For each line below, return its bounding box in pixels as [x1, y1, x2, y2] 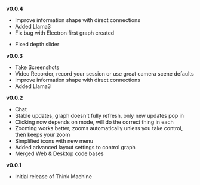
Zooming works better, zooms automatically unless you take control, [14, 125, 183, 131]
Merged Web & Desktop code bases [14, 150, 104, 157]
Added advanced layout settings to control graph [14, 144, 136, 150]
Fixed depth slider [14, 41, 60, 48]
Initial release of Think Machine [14, 173, 93, 180]
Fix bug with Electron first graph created [14, 29, 115, 36]
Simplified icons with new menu [14, 137, 94, 145]
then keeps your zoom [14, 131, 70, 138]
